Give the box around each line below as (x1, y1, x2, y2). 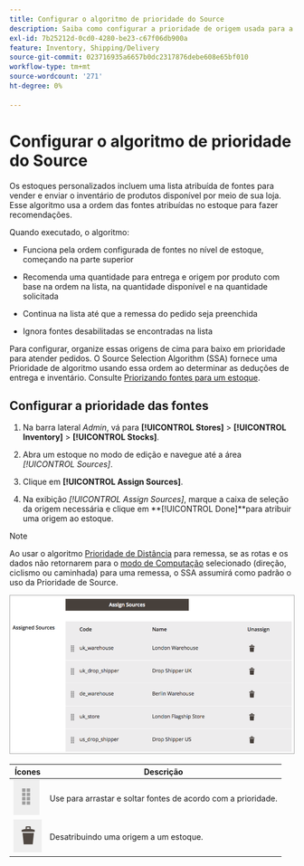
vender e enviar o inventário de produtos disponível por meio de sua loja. (9, 190, 282, 201)
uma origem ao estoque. (22, 513, 114, 524)
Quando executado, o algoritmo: (9, 226, 129, 237)
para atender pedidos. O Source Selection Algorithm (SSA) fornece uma (9, 353, 278, 364)
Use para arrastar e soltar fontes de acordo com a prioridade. (49, 793, 278, 804)
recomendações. (9, 209, 72, 220)
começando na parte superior (22, 253, 134, 264)
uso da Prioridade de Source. (9, 577, 119, 588)
